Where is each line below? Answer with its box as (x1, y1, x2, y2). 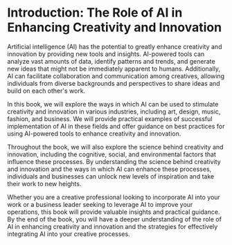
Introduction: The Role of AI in (7, 5, 183, 21)
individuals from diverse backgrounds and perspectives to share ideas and (7, 79, 220, 87)
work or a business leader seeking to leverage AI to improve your (7, 200, 193, 208)
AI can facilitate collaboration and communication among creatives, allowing (7, 71, 225, 80)
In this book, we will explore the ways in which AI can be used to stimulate (7, 100, 219, 108)
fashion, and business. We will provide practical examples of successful (7, 114, 213, 122)
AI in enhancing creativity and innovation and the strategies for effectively (7, 222, 218, 230)
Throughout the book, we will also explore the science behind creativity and (7, 143, 224, 151)
